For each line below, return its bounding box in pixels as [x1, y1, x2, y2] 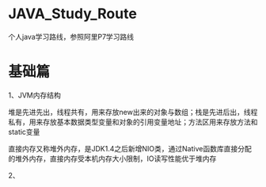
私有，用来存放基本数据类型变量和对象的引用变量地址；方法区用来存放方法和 [8, 116, 258, 127]
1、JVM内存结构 [8, 90, 61, 100]
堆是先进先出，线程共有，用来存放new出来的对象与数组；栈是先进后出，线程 [8, 107, 258, 116]
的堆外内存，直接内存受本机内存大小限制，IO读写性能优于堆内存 [8, 154, 217, 163]
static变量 [8, 127, 40, 136]
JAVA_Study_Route [8, 5, 137, 23]
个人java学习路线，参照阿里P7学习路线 [8, 32, 135, 41]
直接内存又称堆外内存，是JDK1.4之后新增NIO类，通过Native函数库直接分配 [8, 143, 252, 153]
